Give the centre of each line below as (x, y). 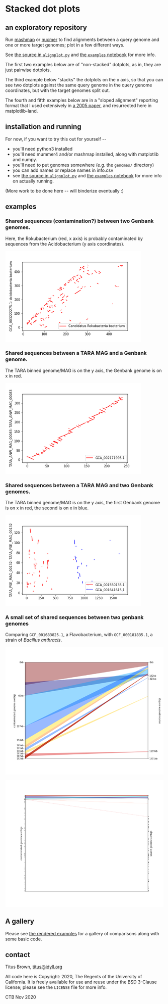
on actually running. (33, 181)
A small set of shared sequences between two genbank (74, 617)
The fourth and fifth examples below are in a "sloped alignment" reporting (82, 100)
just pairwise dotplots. (28, 70)
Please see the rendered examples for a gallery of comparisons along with (82, 933)
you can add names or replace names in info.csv (63, 170)
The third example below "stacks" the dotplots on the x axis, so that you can (84, 80)
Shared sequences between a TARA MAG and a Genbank (76, 353)
